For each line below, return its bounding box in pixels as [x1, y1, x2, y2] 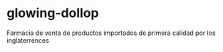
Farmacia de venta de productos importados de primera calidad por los [6, 28, 216, 37]
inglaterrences [6, 36, 49, 44]
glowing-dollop [6, 5, 99, 21]
